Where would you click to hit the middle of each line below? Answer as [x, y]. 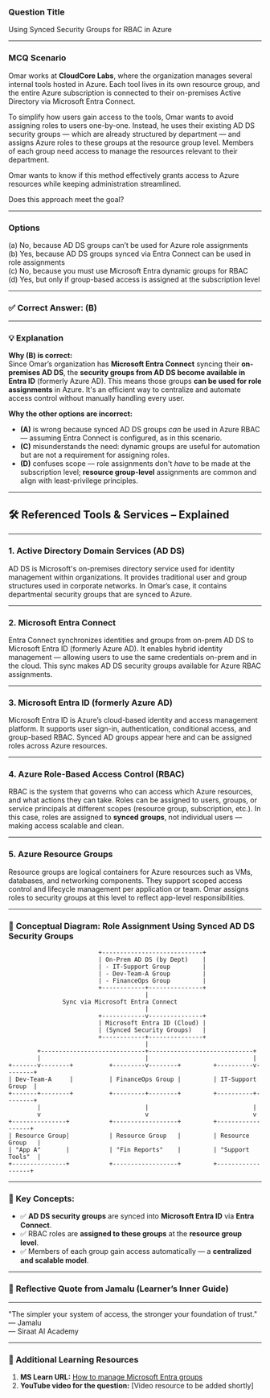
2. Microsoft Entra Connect [62, 622]
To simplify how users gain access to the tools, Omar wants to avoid [121, 117]
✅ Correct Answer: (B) [53, 307]
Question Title [37, 12]
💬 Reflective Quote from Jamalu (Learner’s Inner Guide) [119, 1289]
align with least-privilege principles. [79, 480]
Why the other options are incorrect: [70, 414]
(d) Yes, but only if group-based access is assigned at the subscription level [134, 279]
